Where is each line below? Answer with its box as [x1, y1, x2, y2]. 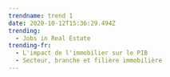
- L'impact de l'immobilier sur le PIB [15, 49, 148, 57]
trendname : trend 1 [8, 11, 73, 20]
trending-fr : [8, 42, 52, 50]
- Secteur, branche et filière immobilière [15, 57, 162, 65]
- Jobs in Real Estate [15, 34, 91, 43]
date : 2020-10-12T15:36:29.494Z [8, 19, 116, 27]
